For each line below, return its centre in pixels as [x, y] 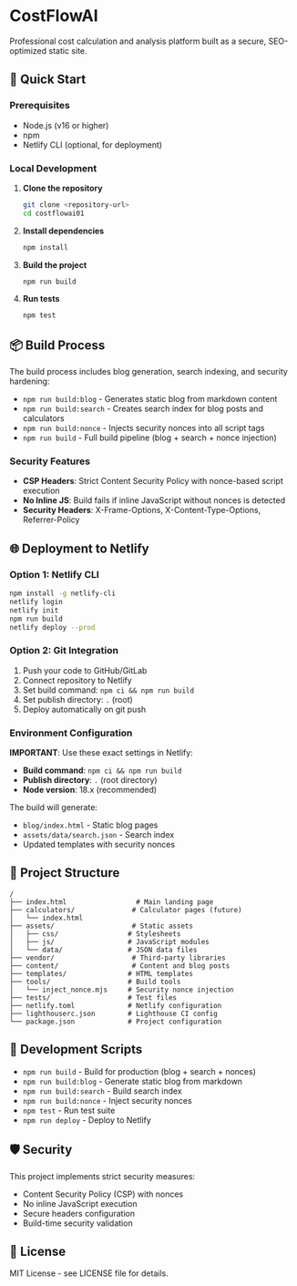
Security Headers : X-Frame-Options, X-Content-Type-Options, [142, 510]
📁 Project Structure [65, 873]
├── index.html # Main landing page [112, 902]
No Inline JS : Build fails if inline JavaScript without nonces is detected [154, 500]
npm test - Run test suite [69, 1110]
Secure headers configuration [78, 1213]
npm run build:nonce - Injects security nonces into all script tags [143, 428]
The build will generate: [54, 808]
